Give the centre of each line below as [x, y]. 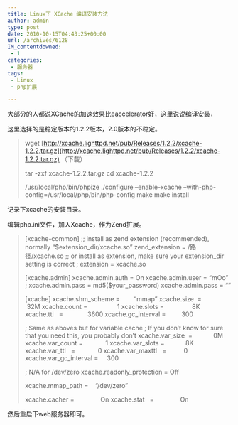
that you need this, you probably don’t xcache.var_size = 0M [124, 335]
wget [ [34, 144]
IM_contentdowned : [34, 47]
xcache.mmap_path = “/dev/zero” [76, 386]
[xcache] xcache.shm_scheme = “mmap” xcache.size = [113, 299]
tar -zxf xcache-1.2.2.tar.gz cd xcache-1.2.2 [89, 173]
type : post [23, 27]
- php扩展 [24, 87]
